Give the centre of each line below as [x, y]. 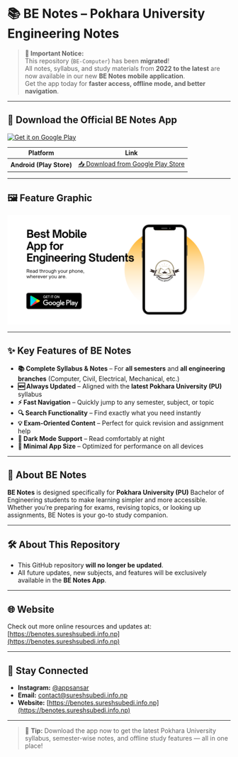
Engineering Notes [63, 34]
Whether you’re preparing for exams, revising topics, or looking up [104, 507]
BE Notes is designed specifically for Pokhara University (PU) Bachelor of [116, 492]
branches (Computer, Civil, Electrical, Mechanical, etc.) [98, 378]
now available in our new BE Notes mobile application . [105, 76]
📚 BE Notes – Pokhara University [106, 14]
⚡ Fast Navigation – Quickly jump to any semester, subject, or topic [116, 402]
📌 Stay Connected [48, 671]
